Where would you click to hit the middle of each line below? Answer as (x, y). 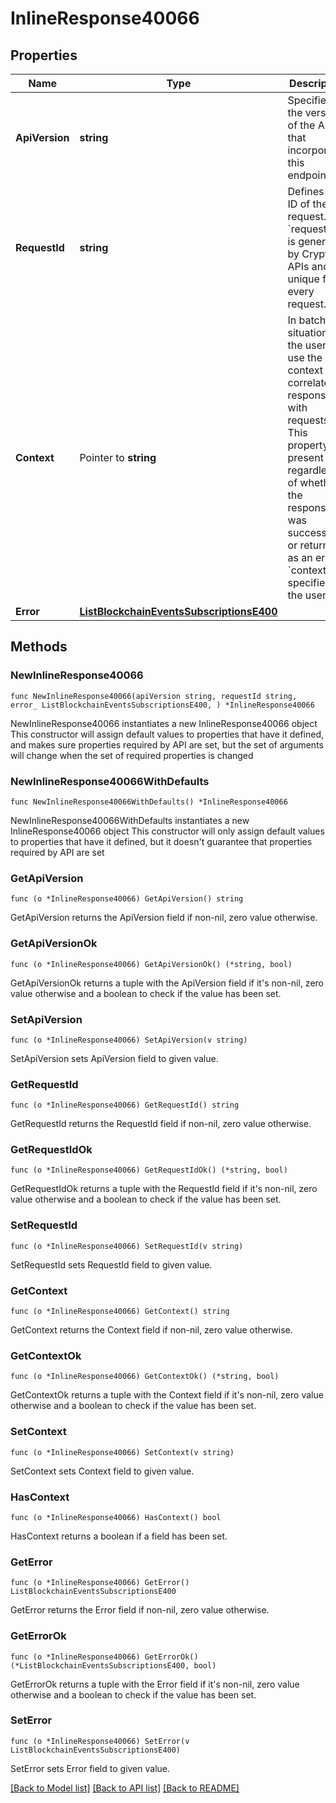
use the (305, 357)
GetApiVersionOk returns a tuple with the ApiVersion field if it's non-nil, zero (167, 983)
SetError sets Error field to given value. (90, 1768)
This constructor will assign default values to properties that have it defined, (167, 734)
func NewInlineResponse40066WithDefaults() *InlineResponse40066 (149, 802)
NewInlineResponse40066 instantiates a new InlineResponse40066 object (164, 723)
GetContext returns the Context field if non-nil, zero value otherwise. (151, 1330)
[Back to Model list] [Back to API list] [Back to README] (125, 1788)
